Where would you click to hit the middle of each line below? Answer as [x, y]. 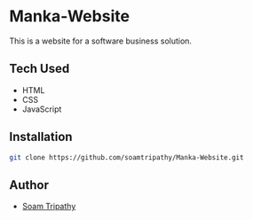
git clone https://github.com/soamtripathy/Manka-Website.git [126, 157]
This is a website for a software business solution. [101, 41]
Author [29, 185]
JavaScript [42, 109]
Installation [41, 137]
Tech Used [40, 69]
